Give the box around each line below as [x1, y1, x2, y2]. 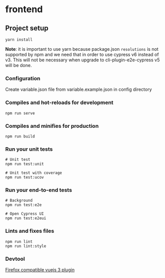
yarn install [5, 37, 33, 42]
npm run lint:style [5, 244, 47, 249]
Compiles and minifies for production [5, 122, 99, 129]
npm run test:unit [5, 161, 44, 167]
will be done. [5, 62, 32, 68]
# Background [5, 198, 33, 203]
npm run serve [5, 111, 35, 116]
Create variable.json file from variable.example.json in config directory [5, 86, 152, 92]
